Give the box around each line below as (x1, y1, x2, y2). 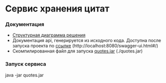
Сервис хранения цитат (5, 3, 110, 14)
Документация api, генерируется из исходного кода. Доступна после (12, 37, 162, 43)
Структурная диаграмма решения (12, 32, 86, 38)
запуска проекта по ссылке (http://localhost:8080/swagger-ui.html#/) (12, 43, 159, 49)
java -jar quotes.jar (5, 72, 44, 78)
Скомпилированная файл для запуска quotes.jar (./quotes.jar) (12, 48, 143, 54)
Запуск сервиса (5, 60, 46, 67)
